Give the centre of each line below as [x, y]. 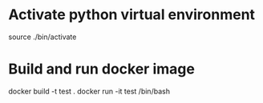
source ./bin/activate [42, 37]
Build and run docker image [101, 69]
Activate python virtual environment [131, 15]
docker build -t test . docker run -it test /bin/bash [89, 91]
